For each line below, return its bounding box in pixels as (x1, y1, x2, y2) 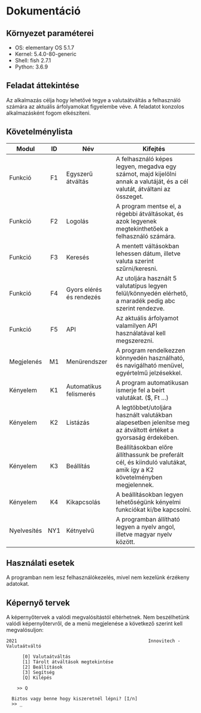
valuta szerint (115, 256, 154, 265)
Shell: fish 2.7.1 (14, 57, 51, 64)
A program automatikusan (115, 378, 189, 387)
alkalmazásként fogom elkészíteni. (6, 109, 91, 117)
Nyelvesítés (9, 526, 42, 535)
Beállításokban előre (115, 443, 173, 451)
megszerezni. (115, 336, 154, 345)
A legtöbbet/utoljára (115, 403, 172, 411)
